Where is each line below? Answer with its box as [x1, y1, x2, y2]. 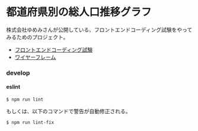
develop [6, 69, 30, 77]
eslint [6, 84, 21, 91]
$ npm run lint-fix [6, 120, 55, 126]
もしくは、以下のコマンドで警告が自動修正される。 [6, 108, 131, 115]
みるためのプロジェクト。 [6, 33, 69, 40]
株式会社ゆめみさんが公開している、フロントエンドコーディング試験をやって [6, 26, 193, 33]
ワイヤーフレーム [14, 53, 56, 60]
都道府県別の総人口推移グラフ [6, 5, 152, 19]
